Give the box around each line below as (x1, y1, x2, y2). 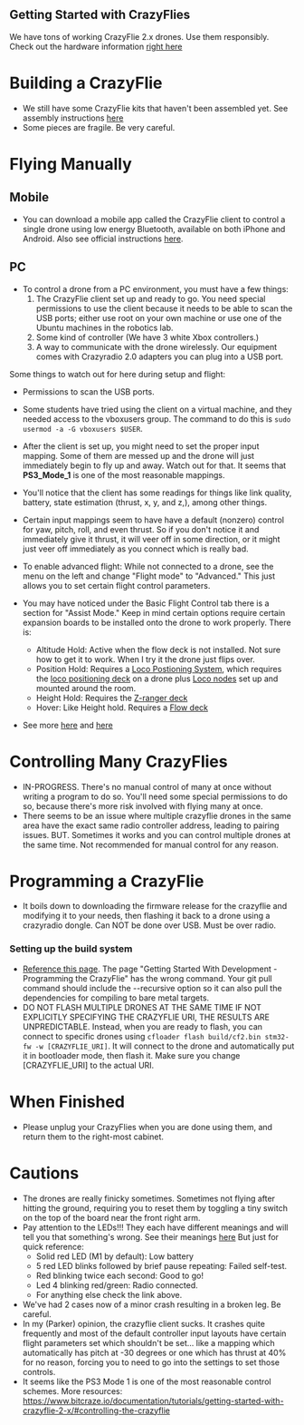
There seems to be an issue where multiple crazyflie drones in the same (22, 810, 291, 821)
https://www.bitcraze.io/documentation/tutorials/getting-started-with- (22, 1395, 284, 1406)
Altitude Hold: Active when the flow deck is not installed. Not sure (35, 644, 281, 655)
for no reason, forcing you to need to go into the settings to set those (22, 1356, 280, 1368)
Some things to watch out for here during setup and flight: (9, 368, 226, 379)
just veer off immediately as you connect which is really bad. (22, 543, 249, 554)
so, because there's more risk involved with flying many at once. (22, 800, 263, 811)
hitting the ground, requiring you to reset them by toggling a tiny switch (22, 1202, 288, 1214)
